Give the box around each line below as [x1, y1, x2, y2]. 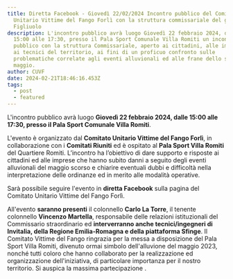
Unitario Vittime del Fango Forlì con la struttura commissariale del [13, 17, 222, 24]
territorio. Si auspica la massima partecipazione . [7, 264, 147, 272]
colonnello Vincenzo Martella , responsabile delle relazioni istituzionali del [7, 212, 218, 221]
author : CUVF [7, 68, 45, 75]
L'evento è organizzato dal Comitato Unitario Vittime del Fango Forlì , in [7, 134, 213, 142]
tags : [7, 81, 23, 88]
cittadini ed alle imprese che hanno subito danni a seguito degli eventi [7, 156, 207, 164]
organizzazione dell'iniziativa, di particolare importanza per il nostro [7, 257, 201, 264]
